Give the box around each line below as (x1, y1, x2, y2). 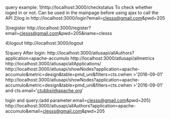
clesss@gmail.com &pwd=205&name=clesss (19, 30, 113, 36)
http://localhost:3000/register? (27, 25, 91, 31)
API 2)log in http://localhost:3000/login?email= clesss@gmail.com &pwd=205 (5, 15, 165, 21)
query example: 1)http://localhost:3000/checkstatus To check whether (5, 5, 153, 10)
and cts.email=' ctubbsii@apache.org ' (5, 88, 84, 93)
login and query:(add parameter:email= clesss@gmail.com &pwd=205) (5, 97, 151, 103)
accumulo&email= (5, 108, 43, 114)
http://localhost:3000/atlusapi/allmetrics (70, 55, 155, 61)
